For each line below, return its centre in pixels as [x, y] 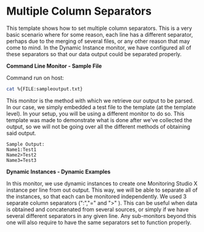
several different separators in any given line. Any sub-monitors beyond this [101, 216]
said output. [21, 133]
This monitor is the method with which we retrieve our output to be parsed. [100, 100]
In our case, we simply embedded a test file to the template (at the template [101, 107]
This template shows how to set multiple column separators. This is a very [99, 28]
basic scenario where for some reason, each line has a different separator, [100, 34]
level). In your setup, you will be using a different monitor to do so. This [95, 114]
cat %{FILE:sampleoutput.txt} [45, 89]
